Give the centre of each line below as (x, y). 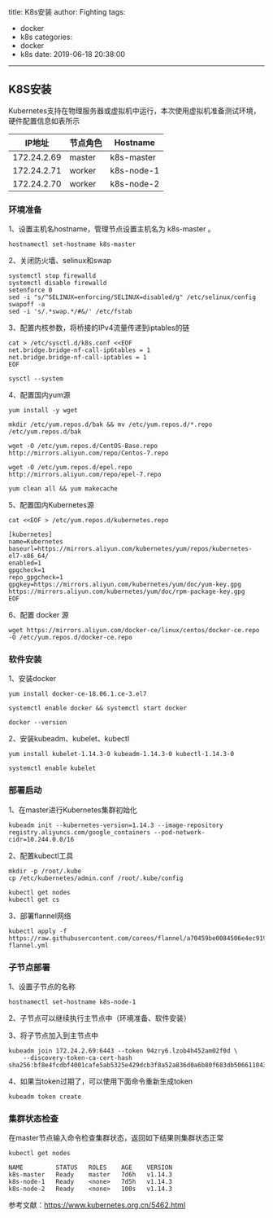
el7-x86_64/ (28, 556)
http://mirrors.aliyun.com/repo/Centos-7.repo (89, 453)
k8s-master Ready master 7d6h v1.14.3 (91, 1175)
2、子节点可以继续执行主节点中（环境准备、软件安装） (100, 1018)
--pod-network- (180, 832)
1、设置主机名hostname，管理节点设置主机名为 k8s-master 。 (112, 229)
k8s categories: (46, 37)
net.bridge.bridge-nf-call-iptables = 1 (78, 358)
